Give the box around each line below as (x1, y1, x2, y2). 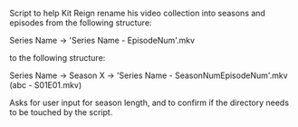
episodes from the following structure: (9, 17, 152, 28)
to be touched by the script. (9, 107, 113, 117)
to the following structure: (9, 53, 106, 63)
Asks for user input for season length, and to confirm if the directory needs (9, 97, 290, 108)
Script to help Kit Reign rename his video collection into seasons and (9, 8, 265, 18)
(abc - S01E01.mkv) (9, 80, 82, 90)
